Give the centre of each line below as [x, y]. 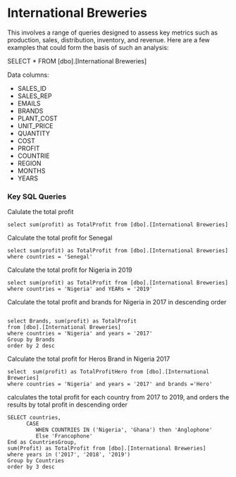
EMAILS [29, 103]
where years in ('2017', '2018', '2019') [69, 455]
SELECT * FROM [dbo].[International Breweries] [77, 61]
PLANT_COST [37, 118]
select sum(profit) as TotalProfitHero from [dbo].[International [108, 372]
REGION [29, 163]
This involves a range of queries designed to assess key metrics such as [113, 32]
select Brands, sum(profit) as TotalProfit [72, 321]
